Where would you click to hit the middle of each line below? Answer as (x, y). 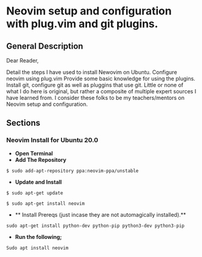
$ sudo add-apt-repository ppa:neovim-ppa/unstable (72, 171)
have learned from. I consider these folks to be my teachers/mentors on (96, 98)
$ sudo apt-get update (35, 193)
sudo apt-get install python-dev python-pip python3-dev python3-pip (96, 226)
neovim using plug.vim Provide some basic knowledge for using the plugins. (101, 79)
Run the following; (38, 237)
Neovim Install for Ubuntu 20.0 (52, 140)
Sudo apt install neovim (37, 248)
